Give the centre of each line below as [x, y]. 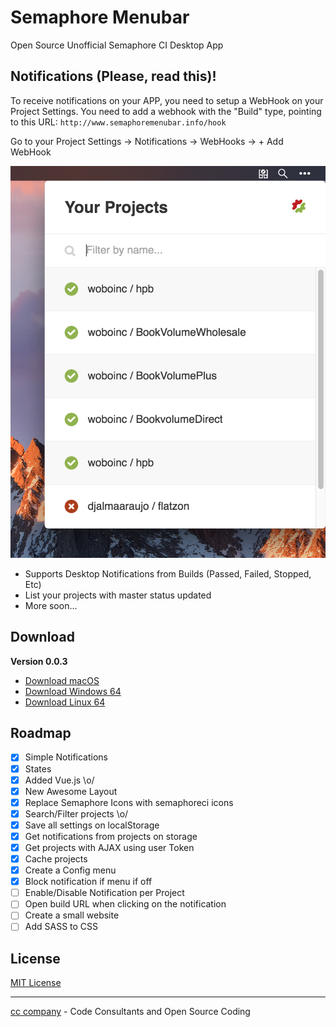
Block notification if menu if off [88, 882]
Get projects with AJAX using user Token [109, 847]
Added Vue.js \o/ [59, 780]
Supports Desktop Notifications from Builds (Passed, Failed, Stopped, [168, 573]
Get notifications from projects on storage [111, 836]
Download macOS [62, 680]
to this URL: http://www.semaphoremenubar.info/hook [118, 122]
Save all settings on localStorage [92, 825]
